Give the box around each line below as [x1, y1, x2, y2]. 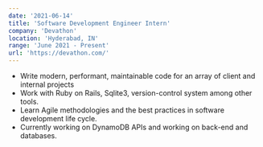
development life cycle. [19, 114, 98, 123]
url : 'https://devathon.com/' [8, 49, 110, 57]
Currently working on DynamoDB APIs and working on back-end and [19, 122, 249, 132]
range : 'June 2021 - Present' [8, 42, 110, 50]
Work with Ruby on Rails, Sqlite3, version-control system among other [19, 88, 253, 97]
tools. [19, 97, 39, 106]
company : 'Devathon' [8, 27, 78, 35]
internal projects [19, 80, 75, 89]
